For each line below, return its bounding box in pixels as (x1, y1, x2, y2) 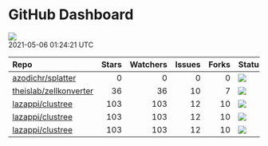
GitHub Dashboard (8, 6, 134, 24)
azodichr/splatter (12, 72, 77, 83)
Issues (175, 58, 201, 69)
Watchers (129, 58, 167, 69)
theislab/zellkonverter (12, 85, 94, 97)
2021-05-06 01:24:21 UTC (8, 40, 94, 49)
